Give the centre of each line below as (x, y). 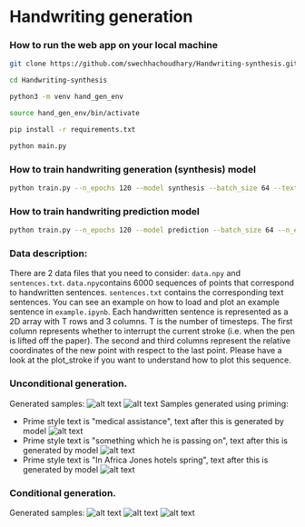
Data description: (49, 254)
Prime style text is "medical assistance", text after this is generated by (153, 421)
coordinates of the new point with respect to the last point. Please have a (146, 351)
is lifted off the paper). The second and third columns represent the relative (150, 341)
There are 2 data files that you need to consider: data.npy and (125, 273)
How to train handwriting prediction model (104, 211)
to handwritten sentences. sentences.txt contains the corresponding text (147, 293)
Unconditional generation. (69, 383)
